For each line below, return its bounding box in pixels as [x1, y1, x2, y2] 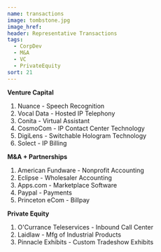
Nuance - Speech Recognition [17, 101, 105, 110]
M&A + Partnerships [7, 152, 68, 161]
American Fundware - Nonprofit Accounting [17, 166, 145, 174]
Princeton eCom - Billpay [17, 195, 90, 204]
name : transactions [7, 10, 64, 17]
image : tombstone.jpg [7, 17, 71, 24]
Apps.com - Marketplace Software [17, 181, 118, 189]
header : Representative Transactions [7, 29, 118, 37]
